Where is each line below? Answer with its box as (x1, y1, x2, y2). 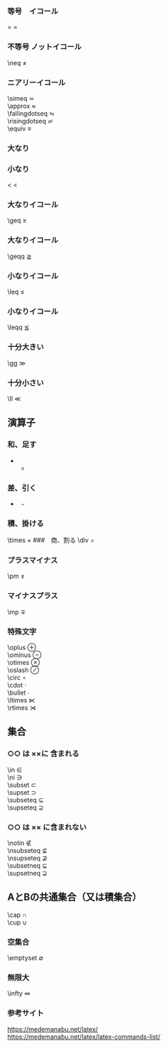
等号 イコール (7, 6, 59, 16)
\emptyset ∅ (7, 954, 44, 962)
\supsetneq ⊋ (7, 869, 48, 878)
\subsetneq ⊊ (7, 861, 48, 870)
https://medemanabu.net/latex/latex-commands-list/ (7, 1032, 161, 1041)
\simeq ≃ (7, 94, 35, 102)
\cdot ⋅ (7, 681, 27, 690)
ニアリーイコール (7, 77, 66, 87)
